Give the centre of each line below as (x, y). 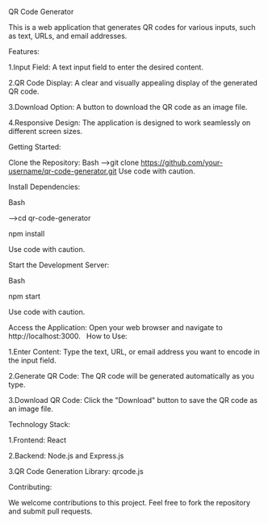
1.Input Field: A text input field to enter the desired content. (106, 67)
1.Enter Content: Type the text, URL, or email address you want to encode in (134, 352)
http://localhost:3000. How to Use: (68, 336)
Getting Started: (35, 147)
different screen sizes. (46, 131)
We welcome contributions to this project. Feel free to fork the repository (130, 503)
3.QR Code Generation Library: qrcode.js (76, 471)
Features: (24, 51)
